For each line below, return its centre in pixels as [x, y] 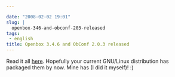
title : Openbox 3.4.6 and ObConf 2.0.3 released [68, 44]
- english [21, 39]
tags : [13, 33]
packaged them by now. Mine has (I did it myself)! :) [70, 68]
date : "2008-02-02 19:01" [38, 17]
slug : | [16, 22]
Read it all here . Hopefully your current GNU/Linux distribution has [87, 61]
